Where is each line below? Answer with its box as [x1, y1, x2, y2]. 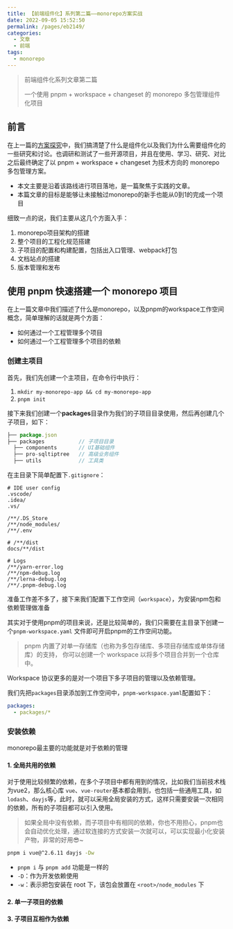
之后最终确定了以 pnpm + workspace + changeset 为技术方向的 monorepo [7, 158, 220, 167]
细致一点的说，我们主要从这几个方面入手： [7, 213, 129, 222]
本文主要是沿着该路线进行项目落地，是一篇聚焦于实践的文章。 [17, 181, 194, 190]
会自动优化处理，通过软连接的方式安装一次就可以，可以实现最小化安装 [24, 827, 225, 835]
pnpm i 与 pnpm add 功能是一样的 [17, 863, 109, 871]
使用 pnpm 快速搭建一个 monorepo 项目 [7, 285, 178, 297]
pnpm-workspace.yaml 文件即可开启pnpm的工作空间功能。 [13, 627, 175, 635]
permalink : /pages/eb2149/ [7, 23, 85, 30]
